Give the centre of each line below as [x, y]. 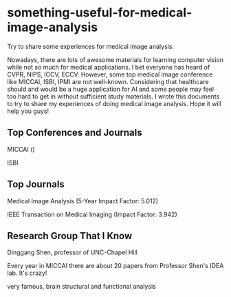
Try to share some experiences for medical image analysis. [90, 46]
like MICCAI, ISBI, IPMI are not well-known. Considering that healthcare [108, 81]
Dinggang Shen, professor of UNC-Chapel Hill [72, 252]
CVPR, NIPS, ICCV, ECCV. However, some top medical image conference [110, 74]
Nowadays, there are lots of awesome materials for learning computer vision [115, 59]
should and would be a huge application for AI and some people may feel [111, 89]
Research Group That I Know [70, 236]
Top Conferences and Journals [75, 133]
